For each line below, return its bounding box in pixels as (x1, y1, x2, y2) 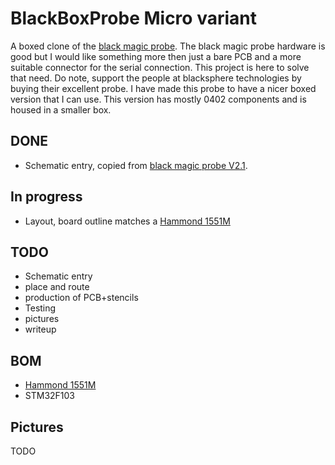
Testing (24, 302, 57, 314)
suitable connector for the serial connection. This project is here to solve (10, 61, 310, 73)
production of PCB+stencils (24, 292, 139, 304)
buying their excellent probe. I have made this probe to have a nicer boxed (10, 82, 317, 94)
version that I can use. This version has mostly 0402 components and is (10, 93, 307, 105)
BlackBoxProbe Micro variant (10, 7, 257, 30)
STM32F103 (24, 390, 76, 402)
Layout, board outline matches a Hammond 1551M (24, 215, 231, 227)
